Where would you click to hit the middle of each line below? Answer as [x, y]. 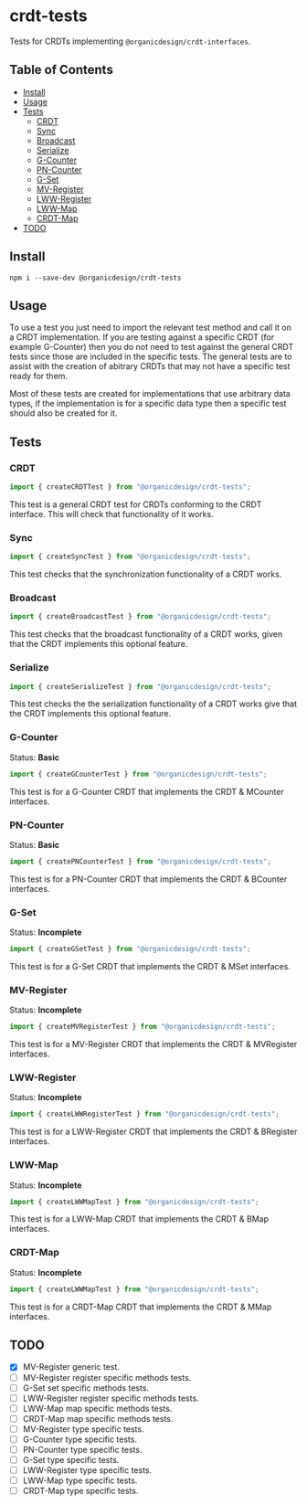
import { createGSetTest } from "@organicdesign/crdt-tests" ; [130, 949]
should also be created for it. [64, 413]
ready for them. [39, 376]
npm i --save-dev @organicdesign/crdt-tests [95, 278]
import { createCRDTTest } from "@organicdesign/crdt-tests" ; [130, 487]
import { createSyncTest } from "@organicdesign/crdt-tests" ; [130, 557]
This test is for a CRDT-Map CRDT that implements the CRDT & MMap [141, 1307]
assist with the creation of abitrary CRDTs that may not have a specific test [150, 366]
